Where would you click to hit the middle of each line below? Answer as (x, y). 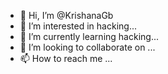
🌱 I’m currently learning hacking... (89, 36)
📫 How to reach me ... (66, 58)
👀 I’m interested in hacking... (78, 26)
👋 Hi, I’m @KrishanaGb (66, 15)
